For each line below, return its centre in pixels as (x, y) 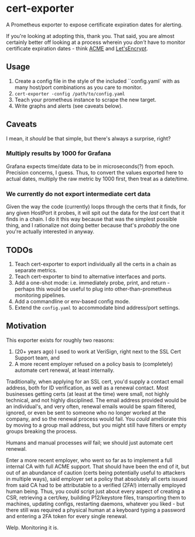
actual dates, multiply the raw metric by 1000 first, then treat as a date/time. (97, 179)
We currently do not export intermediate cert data (78, 194)
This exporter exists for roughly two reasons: (60, 340)
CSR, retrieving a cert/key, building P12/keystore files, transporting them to (96, 497)
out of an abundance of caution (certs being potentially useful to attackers (96, 473)
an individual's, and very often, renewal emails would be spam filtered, (91, 406)
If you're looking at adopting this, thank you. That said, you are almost (90, 36)
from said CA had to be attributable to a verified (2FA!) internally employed (96, 485)
